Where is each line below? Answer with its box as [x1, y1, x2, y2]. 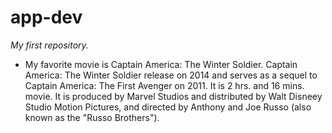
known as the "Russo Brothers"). [24, 111, 160, 123]
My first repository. [10, 39, 89, 51]
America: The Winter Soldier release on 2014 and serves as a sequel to [24, 69, 318, 81]
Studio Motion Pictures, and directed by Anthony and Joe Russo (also [24, 101, 312, 113]
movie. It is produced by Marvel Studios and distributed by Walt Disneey [24, 90, 323, 102]
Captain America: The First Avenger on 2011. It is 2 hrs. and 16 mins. [24, 79, 305, 91]
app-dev [10, 6, 83, 29]
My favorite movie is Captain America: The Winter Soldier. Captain [24, 58, 298, 70]
